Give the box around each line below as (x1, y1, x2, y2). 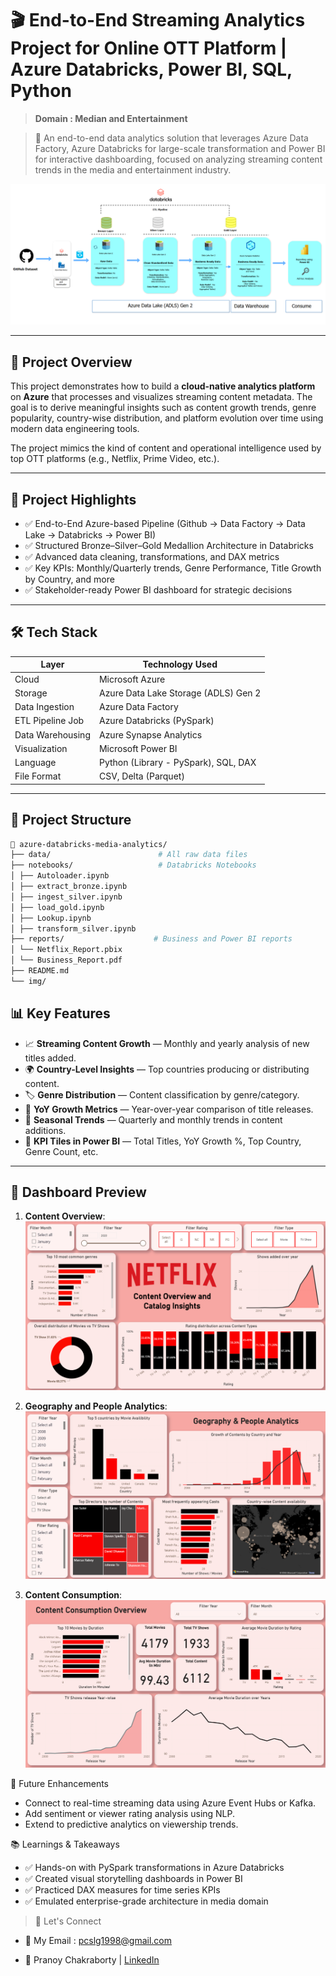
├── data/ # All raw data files (10, 850, 248, 860)
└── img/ (10, 976, 47, 986)
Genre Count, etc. (24, 1145, 99, 1157)
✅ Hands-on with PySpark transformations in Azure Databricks (24, 1861, 285, 1873)
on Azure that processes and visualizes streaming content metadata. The (10, 391, 313, 403)
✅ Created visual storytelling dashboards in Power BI (24, 1872, 243, 1884)
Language (14, 757, 57, 769)
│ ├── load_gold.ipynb (10, 902, 105, 912)
